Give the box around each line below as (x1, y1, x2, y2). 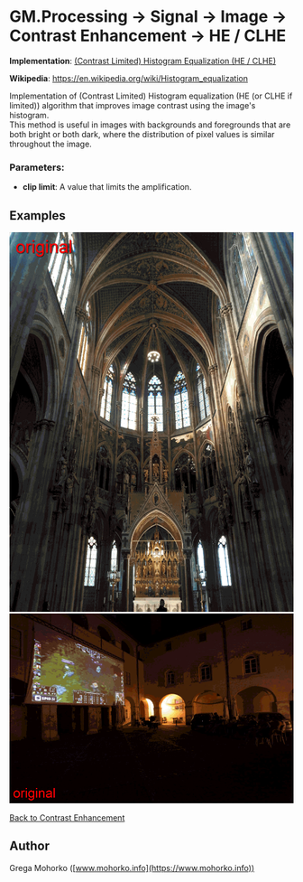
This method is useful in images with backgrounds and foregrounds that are (9, 119, 291, 130)
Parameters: (9, 161, 65, 174)
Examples (9, 208, 66, 223)
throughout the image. (9, 138, 92, 149)
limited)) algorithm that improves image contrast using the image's (9, 99, 256, 110)
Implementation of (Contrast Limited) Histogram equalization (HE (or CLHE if (9, 90, 293, 101)
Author (9, 839, 50, 854)
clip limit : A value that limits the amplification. (22, 182, 192, 192)
